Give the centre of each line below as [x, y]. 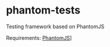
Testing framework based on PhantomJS [55, 26]
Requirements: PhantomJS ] [39, 38]
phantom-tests [43, 10]
